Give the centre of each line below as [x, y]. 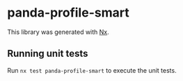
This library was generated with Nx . [58, 32]
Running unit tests [48, 54]
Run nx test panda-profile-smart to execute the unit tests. [92, 70]
